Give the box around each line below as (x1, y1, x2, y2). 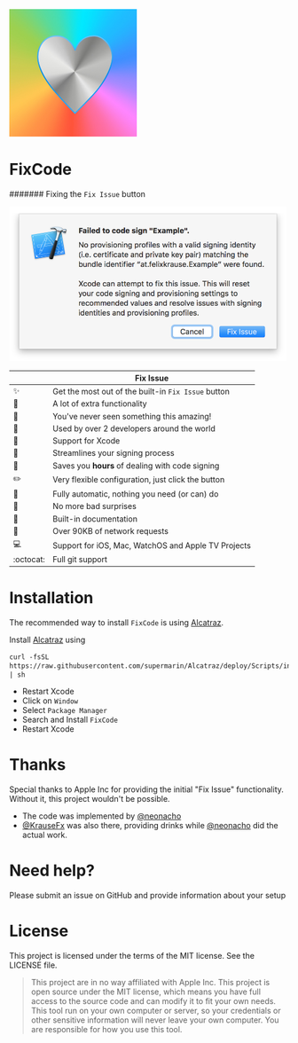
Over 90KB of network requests (52, 525, 169, 536)
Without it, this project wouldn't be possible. (9, 793, 170, 804)
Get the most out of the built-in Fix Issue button (52, 386, 231, 396)
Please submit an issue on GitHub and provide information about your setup (9, 890, 286, 900)
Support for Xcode (52, 435, 121, 446)
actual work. (21, 829, 68, 840)
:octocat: (12, 554, 46, 565)
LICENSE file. (9, 960, 58, 970)
